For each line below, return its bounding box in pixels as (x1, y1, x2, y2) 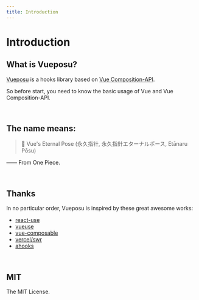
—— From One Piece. (6, 159, 61, 166)
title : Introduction (6, 9, 59, 15)
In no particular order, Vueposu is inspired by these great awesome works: (6, 205, 194, 212)
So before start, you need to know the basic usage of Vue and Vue (6, 87, 173, 95)
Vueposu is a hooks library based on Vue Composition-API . (6, 76, 155, 83)
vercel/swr (15, 236, 43, 243)
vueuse (15, 223, 34, 230)
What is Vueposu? (6, 59, 78, 70)
